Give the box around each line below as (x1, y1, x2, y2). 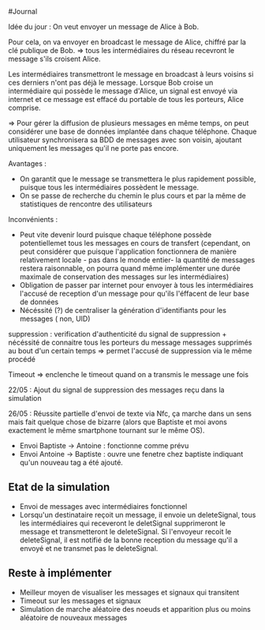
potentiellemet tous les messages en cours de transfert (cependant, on (19, 239, 251, 247)
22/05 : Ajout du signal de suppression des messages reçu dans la (8, 385, 225, 394)
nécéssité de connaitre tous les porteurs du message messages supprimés (8, 338, 252, 347)
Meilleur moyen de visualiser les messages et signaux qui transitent (19, 587, 240, 597)
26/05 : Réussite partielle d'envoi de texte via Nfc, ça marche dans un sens (8, 409, 252, 418)
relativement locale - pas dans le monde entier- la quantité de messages (19, 255, 256, 264)
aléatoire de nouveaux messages (19, 613, 128, 622)
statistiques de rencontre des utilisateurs (19, 199, 152, 209)
